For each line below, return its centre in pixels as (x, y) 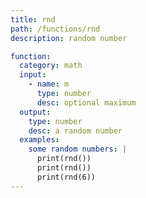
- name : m (49, 84)
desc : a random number (75, 131)
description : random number (69, 38)
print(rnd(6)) (66, 177)
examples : (39, 140)
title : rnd (33, 19)
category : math (51, 66)
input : (33, 75)
